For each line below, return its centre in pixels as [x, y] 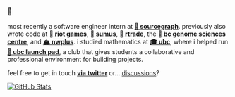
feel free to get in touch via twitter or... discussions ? [84, 73]
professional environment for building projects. [75, 60]
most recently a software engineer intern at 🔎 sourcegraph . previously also [116, 27]
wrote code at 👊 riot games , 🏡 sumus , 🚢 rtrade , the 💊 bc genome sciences [116, 34]
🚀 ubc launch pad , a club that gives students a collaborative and [101, 52]
